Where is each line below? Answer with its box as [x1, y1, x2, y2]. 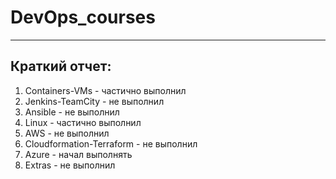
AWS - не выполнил [24, 127, 110, 139]
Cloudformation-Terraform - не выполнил [24, 137, 198, 150]
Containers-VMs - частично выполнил [24, 84, 187, 96]
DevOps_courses [10, 6, 156, 29]
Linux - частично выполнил [24, 116, 142, 128]
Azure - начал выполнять [24, 148, 133, 160]
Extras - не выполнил [24, 159, 116, 171]
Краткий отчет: [10, 58, 112, 75]
